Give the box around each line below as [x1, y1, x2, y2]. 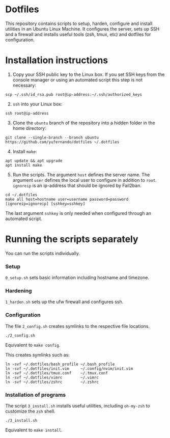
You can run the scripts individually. [5, 250, 80, 256]
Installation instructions [5, 54, 108, 66]
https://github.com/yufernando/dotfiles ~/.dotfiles [5, 139, 120, 145]
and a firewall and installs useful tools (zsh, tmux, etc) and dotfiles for [5, 31, 151, 37]
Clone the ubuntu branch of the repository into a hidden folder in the [12, 120, 155, 126]
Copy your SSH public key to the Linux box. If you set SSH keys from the [12, 71, 165, 77]
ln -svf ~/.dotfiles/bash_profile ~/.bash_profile [5, 362, 115, 367]
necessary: [12, 82, 37, 88]
